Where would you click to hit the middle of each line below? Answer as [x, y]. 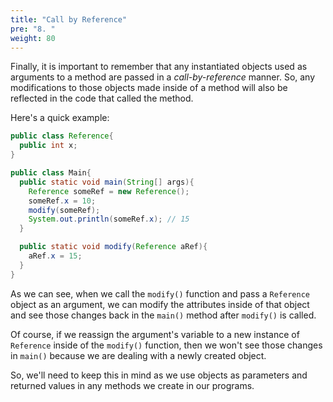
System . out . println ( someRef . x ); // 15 [109, 219]
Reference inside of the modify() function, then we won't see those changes [166, 345]
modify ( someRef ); [64, 210]
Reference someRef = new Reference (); [109, 191]
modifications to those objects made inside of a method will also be [149, 88]
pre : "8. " [33, 29]
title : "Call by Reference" [69, 19]
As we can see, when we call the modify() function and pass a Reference [160, 293]
